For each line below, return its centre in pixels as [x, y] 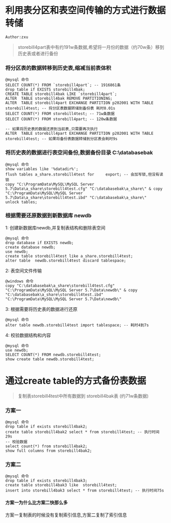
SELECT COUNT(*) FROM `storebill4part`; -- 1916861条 [63, 85]
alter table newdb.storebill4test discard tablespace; [66, 260]
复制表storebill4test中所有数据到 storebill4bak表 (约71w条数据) [83, 396]
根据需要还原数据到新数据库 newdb [48, 216]
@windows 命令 [20, 281]
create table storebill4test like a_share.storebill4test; [69, 256]
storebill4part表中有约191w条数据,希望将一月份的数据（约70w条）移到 [91, 47]
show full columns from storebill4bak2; [49, 451]
